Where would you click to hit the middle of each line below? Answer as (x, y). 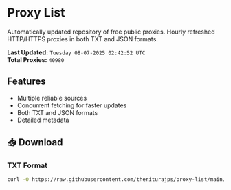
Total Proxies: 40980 (36, 59)
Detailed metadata (43, 120)
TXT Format (27, 165)
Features (26, 82)
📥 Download (35, 142)
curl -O (18, 180)
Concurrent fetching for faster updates (72, 105)
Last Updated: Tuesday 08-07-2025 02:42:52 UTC (76, 52)
